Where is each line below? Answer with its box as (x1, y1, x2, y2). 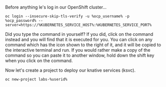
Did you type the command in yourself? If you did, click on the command (5, 31, 154, 37)
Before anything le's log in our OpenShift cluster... (5, 4, 107, 10)
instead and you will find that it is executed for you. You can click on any (5, 37, 153, 42)
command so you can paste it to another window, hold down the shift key (5, 52, 155, 58)
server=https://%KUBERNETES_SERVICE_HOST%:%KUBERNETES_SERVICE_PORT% (5, 22, 152, 27)
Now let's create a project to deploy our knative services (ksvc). (5, 67, 136, 73)
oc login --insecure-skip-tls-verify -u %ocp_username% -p (5, 14, 130, 19)
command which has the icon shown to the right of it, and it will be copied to (5, 42, 161, 48)
